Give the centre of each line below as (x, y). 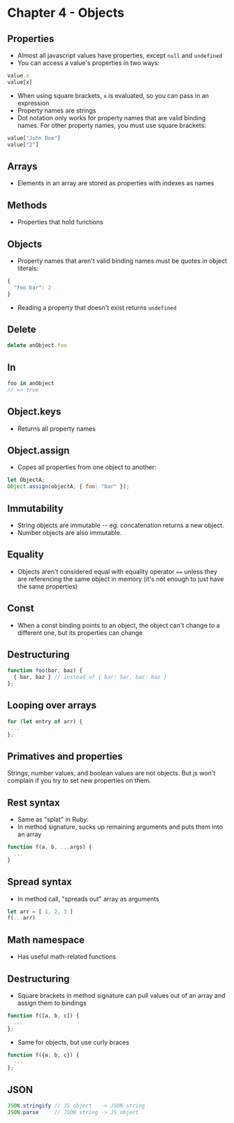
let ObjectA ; (26, 480)
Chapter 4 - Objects (66, 13)
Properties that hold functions (60, 222)
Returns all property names (57, 429)
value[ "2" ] (23, 145)
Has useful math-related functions (67, 957)
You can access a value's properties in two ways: (88, 63)
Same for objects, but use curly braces (73, 1042)
